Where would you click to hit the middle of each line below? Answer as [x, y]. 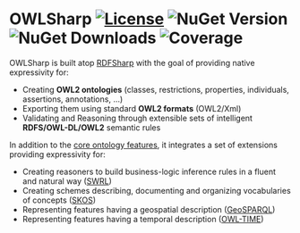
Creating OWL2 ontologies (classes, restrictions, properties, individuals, [155, 89]
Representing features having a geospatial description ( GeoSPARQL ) [149, 209]
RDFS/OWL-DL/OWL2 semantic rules [91, 127]
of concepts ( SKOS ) [59, 200]
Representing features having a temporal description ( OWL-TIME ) [143, 219]
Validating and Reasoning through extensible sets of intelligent [137, 118]
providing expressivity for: [57, 154]
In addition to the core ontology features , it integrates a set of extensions [143, 145]
